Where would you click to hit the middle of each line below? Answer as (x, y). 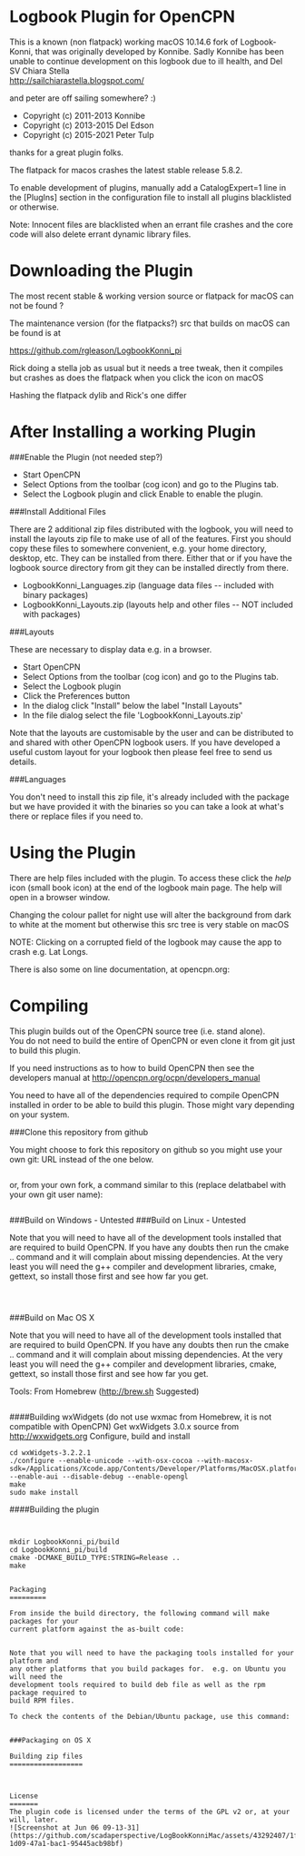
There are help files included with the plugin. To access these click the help (151, 878)
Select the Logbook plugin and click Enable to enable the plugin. (143, 494)
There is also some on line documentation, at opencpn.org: (119, 969)
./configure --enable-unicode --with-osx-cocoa (101, 1460)
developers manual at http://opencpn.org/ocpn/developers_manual (135, 1077)
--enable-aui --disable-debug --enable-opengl (99, 1477)
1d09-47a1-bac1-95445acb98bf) (67, 1843)
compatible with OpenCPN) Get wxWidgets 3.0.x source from (124, 1426)
